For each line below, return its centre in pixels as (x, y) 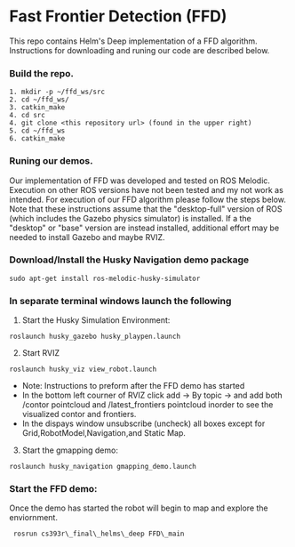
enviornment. (33, 518)
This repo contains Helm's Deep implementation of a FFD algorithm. (133, 41)
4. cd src (28, 116)
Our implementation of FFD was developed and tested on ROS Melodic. (140, 181)
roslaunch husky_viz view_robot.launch (83, 370)
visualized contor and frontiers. (79, 414)
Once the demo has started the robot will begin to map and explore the (139, 508)
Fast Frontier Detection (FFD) (118, 16)
